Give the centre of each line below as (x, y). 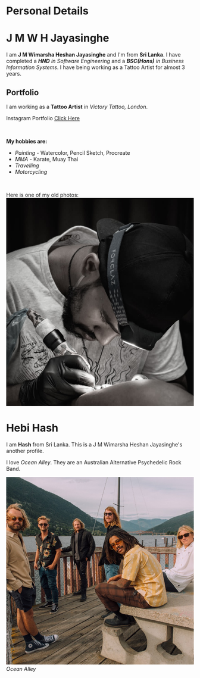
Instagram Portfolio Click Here (43, 118)
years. (14, 74)
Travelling (27, 165)
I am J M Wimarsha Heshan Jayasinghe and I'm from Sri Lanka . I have (93, 55)
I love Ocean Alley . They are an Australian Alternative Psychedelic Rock (94, 462)
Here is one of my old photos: (43, 195)
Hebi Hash (32, 428)
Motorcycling (31, 171)
